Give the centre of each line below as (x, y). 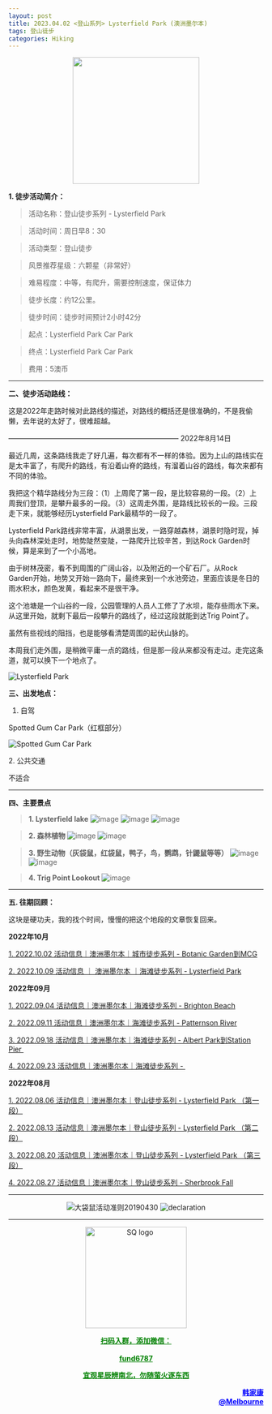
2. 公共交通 (27, 761)
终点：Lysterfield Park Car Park (81, 352)
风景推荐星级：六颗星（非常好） (81, 265)
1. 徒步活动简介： (37, 196)
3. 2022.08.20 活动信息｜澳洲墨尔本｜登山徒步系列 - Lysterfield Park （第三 (135, 1155)
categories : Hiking (41, 39)
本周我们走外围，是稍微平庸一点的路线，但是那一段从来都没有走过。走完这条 (136, 651)
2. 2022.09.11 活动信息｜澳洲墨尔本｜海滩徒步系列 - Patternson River (123, 1023)
